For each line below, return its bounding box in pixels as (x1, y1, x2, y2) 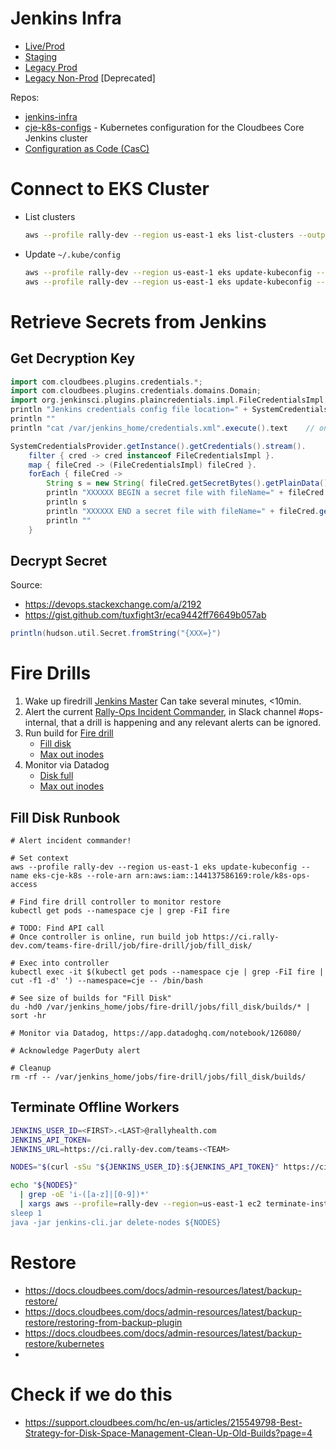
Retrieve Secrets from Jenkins (10, 310, 267, 333)
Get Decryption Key (10, 350, 136, 367)
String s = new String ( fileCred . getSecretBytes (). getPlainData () (46, 478, 329, 489)
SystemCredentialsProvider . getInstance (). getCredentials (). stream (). (10, 441, 307, 451)
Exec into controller (19, 958, 110, 968)
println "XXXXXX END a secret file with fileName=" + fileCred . (46, 506, 320, 516)
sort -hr (10, 1010, 47, 1021)
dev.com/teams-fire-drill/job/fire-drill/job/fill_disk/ (10, 940, 253, 951)
